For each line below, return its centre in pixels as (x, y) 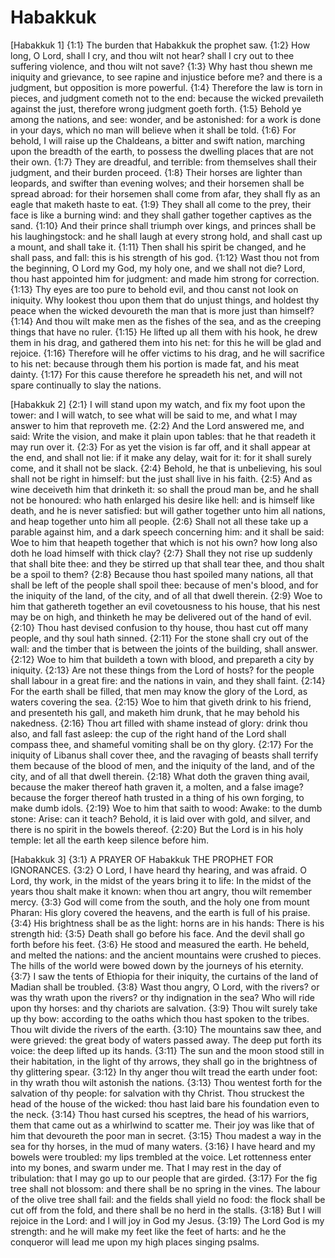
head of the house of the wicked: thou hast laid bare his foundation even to (165, 1103)
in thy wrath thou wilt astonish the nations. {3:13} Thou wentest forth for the (166, 1082)
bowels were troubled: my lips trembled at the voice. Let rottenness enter (161, 1157)
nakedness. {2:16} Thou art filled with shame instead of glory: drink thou (159, 723)
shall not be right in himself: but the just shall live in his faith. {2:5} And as (161, 478)
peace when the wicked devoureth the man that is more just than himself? (162, 310)
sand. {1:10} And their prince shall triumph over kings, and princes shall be (163, 225)
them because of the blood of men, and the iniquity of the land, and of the (162, 765)
